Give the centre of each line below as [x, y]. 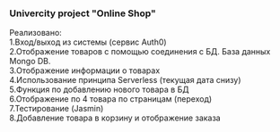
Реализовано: [36, 33]
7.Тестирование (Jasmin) [57, 109]
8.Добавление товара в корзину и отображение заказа [115, 118]
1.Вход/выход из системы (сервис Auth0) [88, 42]
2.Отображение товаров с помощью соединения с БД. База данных [140, 52]
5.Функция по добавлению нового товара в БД [99, 90]
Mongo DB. [30, 62]
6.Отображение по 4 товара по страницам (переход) [111, 99]
